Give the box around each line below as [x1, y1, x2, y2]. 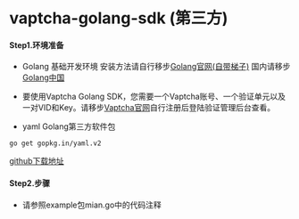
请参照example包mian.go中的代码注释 [21, 199, 162, 210]
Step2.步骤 [9, 177, 51, 188]
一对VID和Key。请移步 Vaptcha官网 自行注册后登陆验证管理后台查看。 [21, 102, 275, 113]
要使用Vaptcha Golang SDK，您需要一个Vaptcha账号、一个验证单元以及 [21, 91, 287, 102]
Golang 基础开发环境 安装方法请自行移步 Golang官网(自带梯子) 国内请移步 [21, 61, 291, 72]
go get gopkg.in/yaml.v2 [9, 139, 102, 148]
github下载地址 [9, 156, 64, 166]
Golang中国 [21, 72, 65, 83]
